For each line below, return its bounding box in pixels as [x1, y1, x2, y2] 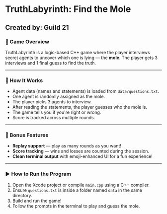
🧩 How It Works [5, 77, 43, 84]
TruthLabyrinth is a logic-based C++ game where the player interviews [5, 49, 150, 55]
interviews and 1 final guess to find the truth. [5, 60, 96, 66]
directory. [12, 192, 32, 198]
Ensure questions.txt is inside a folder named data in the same [12, 187, 143, 193]
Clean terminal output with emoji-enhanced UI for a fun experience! [12, 153, 153, 159]
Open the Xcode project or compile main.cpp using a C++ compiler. [12, 182, 150, 188]
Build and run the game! [12, 198, 62, 204]
